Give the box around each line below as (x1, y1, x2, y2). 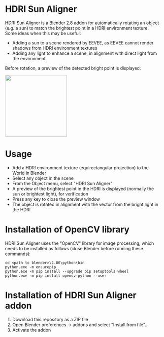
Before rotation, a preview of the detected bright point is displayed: (5, 65, 141, 71)
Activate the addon (12, 327, 51, 333)
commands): (5, 251, 31, 257)
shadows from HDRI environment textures (12, 45, 98, 51)
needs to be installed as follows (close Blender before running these (5, 245, 144, 251)
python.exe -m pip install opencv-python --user (5, 273, 107, 278)
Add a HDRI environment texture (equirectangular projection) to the (12, 164, 149, 171)
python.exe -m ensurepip (5, 264, 56, 269)
